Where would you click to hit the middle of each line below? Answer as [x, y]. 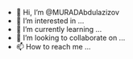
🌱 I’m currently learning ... [59, 29]
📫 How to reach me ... [53, 47]
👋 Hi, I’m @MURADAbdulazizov [67, 12]
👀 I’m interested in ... [50, 21]
